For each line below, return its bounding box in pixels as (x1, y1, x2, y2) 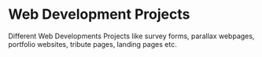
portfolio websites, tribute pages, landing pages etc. (8, 39, 177, 48)
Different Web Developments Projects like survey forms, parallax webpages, (8, 31, 255, 41)
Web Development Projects (8, 5, 190, 23)
